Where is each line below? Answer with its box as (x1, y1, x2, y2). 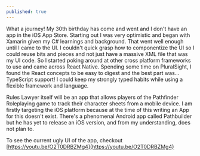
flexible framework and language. (6, 82, 89, 89)
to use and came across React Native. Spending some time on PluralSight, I (6, 63, 192, 70)
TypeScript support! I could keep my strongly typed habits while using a (6, 76, 183, 83)
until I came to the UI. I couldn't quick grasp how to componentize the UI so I (6, 44, 195, 51)
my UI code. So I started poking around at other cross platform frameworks (6, 57, 191, 64)
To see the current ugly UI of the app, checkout (6, 136, 123, 143)
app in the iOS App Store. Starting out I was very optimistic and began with (6, 31, 190, 39)
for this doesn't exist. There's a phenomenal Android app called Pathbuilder (6, 113, 192, 120)
